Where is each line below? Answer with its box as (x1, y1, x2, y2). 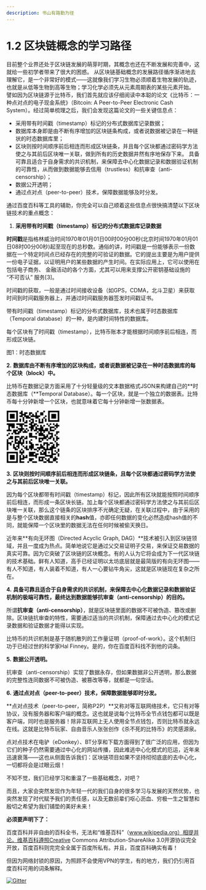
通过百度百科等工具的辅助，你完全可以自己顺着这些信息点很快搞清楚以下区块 (6, 201, 200, 208)
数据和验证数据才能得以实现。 (11, 622, 87, 629)
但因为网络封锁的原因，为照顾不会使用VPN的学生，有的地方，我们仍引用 (6, 857, 190, 864)
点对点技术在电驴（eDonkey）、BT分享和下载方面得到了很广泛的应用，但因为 (6, 738, 199, 745)
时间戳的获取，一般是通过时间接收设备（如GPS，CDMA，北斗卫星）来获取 (6, 286, 195, 294)
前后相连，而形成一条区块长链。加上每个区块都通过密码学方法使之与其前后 (6, 498, 194, 506)
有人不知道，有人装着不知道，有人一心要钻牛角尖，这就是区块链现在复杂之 (6, 565, 194, 572)
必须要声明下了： (6, 815, 50, 823)
